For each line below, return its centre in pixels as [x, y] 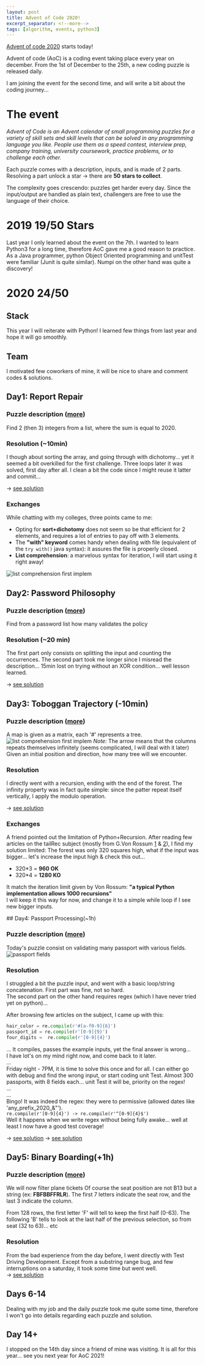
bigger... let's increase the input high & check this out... [76, 857]
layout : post [23, 12]
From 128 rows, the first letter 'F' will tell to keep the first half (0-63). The [98, 1213]
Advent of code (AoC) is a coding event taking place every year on [90, 58]
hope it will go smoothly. [37, 337]
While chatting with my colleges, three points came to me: [80, 518]
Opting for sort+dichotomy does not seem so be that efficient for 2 [100, 529]
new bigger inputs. [30, 907]
